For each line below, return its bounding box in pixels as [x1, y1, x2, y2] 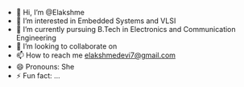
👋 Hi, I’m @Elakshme [15, 8, 85, 17]
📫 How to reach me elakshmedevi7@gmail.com [15, 50, 176, 60]
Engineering [15, 33, 56, 42]
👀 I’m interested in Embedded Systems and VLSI [15, 16, 176, 26]
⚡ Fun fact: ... [15, 71, 60, 80]
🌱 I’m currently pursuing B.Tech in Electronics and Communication [15, 25, 236, 34]
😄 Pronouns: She [15, 62, 75, 71]
